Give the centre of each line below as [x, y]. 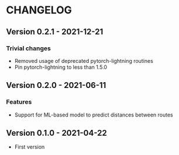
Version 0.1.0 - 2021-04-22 [56, 133]
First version [30, 147]
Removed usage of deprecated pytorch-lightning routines [84, 61]
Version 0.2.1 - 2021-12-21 [55, 32]
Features [19, 102]
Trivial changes [28, 48]
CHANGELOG [39, 10]
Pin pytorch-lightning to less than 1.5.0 [61, 67]
